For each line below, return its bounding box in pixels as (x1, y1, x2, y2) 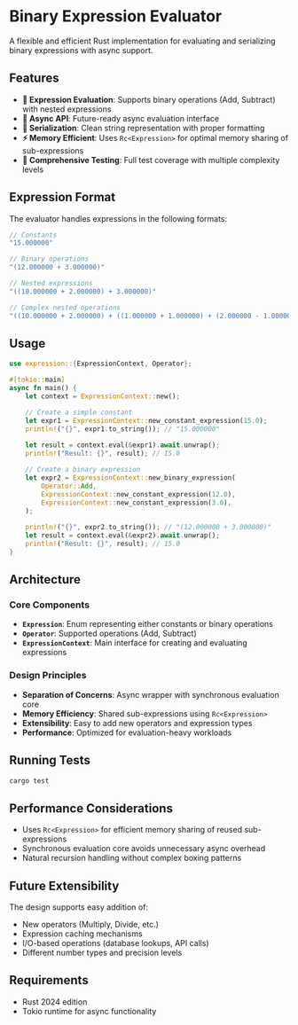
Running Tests (9, 753, 90, 768)
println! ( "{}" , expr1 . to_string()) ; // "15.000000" (25, 424, 220, 434)
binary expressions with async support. (9, 44, 153, 55)
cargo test (9, 776, 50, 786)
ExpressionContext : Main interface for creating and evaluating (21, 638, 248, 648)
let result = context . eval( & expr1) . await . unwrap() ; (25, 441, 220, 450)
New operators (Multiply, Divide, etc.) (21, 919, 160, 930)
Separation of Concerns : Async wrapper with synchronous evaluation (21, 689, 279, 700)
